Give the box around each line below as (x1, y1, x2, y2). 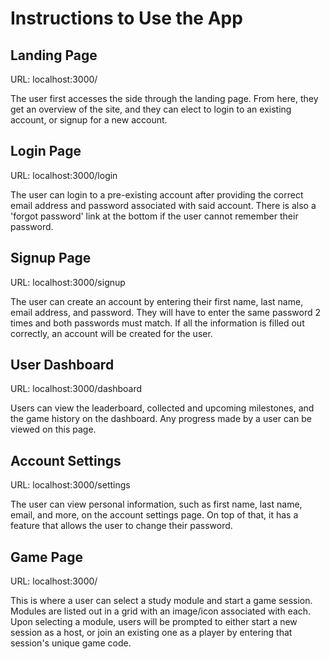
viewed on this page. (10, 423, 97, 436)
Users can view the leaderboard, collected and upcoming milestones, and (10, 402, 315, 414)
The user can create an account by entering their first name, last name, (10, 295, 304, 307)
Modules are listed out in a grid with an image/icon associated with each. (10, 605, 312, 617)
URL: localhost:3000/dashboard (10, 383, 143, 395)
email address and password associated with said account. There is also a (10, 199, 317, 211)
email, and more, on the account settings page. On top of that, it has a (10, 509, 299, 521)
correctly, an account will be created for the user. (10, 327, 213, 339)
